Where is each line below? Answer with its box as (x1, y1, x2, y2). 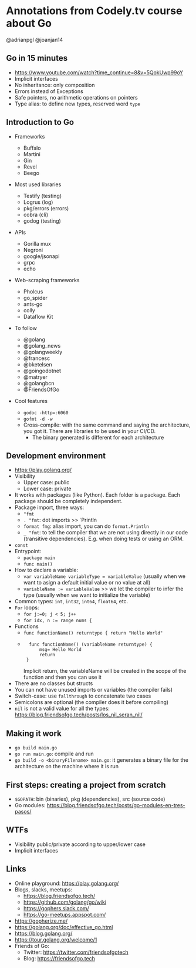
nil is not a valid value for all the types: (14, 705, 110, 712)
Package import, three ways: (14, 504, 85, 511)
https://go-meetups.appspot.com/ (23, 911, 106, 918)
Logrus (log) (23, 199, 53, 206)
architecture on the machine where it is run (14, 763, 119, 770)
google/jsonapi (23, 252, 60, 260)
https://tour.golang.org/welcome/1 (14, 936, 97, 943)
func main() (23, 561, 53, 567)
